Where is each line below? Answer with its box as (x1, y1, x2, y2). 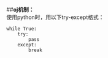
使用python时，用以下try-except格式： (6, 13, 104, 21)
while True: (6, 26, 37, 32)
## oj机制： (6, 6, 35, 13)
